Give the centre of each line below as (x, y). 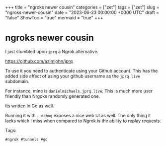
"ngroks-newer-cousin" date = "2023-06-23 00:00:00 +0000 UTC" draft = (82, 12)
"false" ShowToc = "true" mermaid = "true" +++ (54, 18)
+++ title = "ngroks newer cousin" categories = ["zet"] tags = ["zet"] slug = (83, 7)
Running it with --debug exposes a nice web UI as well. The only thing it (78, 115)
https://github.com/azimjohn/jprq (39, 61)
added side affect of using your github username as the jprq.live (73, 76)
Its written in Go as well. (30, 106)
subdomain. (17, 81)
